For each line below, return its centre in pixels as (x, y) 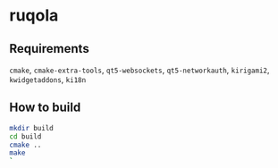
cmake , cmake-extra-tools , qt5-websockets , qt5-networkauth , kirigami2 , (139, 70)
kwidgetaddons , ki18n (48, 80)
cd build (25, 136)
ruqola (34, 16)
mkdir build (31, 128)
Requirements (49, 49)
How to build (45, 108)
